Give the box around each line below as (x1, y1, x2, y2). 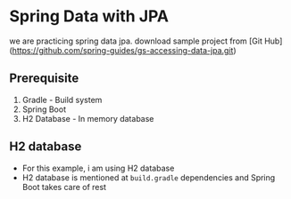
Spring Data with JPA (9, 6, 170, 27)
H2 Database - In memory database (21, 113, 154, 123)
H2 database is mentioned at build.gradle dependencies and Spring (21, 171, 276, 183)
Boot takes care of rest (21, 181, 107, 192)
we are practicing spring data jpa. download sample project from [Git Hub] (9, 36, 283, 46)
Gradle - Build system (21, 94, 103, 105)
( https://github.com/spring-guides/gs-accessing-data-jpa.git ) (9, 44, 237, 55)
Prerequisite (9, 71, 79, 86)
